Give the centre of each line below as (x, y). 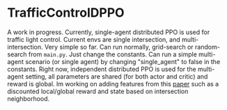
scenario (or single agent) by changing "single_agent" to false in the (123, 61)
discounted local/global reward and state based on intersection (98, 91)
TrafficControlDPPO (66, 13)
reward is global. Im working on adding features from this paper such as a (113, 84)
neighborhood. (29, 98)
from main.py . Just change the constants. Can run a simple (112, 54)
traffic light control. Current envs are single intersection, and (94, 39)
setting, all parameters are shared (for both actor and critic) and (117, 76)
